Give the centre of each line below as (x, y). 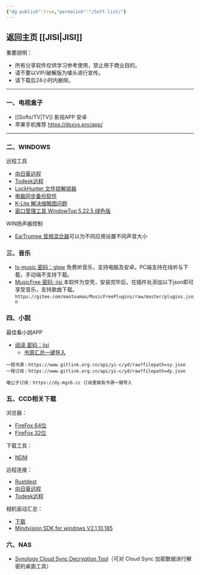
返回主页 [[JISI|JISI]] (44, 37)
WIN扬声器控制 (25, 223)
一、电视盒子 (25, 103)
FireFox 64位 (30, 425)
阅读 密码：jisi (32, 345)
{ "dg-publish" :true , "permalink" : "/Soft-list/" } (66, 12)
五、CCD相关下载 (31, 399)
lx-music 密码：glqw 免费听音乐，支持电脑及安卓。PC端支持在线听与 (99, 267)
